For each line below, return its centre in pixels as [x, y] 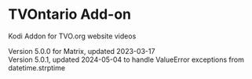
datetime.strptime [37, 67]
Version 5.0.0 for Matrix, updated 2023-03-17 [82, 51]
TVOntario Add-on [70, 14]
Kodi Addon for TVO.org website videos [72, 36]
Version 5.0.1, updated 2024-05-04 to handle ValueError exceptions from [126, 59]
